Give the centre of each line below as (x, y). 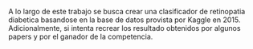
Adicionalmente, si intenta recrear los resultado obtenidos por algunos (124, 28)
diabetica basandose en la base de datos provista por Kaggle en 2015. (124, 20)
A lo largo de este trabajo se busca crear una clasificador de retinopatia (127, 11)
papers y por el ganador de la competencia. (81, 36)
